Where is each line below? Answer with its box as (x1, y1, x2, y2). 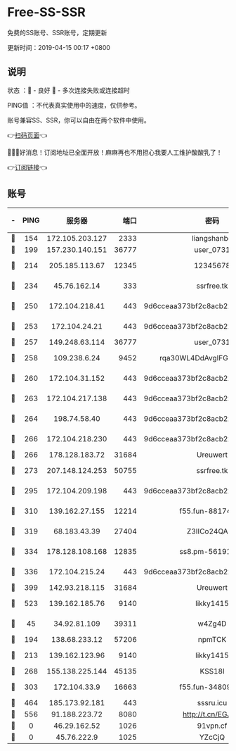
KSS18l (199, 666, 225, 676)
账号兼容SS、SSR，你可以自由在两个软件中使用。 (7, 115, 150, 124)
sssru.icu (197, 698, 228, 707)
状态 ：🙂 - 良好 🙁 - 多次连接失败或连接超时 (7, 86, 130, 94)
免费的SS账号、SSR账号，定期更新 (7, 28, 107, 37)
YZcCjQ (199, 732, 225, 742)
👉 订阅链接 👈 (7, 163, 48, 171)
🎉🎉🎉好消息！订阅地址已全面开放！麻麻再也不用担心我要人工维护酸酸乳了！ (7, 148, 223, 156)
